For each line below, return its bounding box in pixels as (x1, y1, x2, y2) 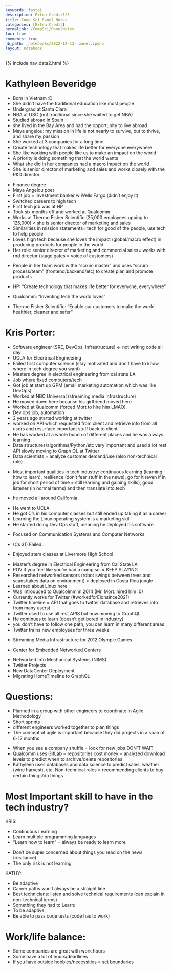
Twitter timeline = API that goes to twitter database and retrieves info (12, 599, 158, 605)
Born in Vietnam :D (12, 95, 53, 101)
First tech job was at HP (12, 203, 63, 209)
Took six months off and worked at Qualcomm (12, 209, 111, 215)
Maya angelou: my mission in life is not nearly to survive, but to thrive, (12, 128, 160, 134)
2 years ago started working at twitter (12, 415, 93, 421)
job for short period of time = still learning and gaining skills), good (12, 479, 154, 486)
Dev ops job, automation (12, 409, 64, 416)
